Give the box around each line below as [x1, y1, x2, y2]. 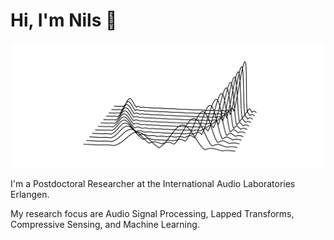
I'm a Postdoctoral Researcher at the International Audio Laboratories [10, 178, 296, 190]
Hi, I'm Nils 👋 [10, 9, 118, 32]
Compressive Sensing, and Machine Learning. [10, 219, 200, 231]
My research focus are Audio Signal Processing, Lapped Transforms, [10, 208, 295, 220]
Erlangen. [10, 189, 50, 201]
